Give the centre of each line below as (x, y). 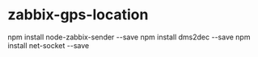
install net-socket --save (49, 45)
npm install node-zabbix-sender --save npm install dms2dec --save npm (129, 37)
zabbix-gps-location (78, 15)
